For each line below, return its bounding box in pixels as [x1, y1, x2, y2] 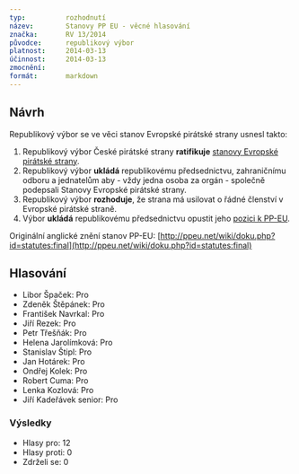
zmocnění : [9, 64, 47, 73]
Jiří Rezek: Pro [22, 318, 76, 329]
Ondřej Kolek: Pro [22, 365, 88, 377]
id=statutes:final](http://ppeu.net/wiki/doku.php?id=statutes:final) [9, 240, 252, 250]
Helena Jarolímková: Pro [22, 338, 113, 348]
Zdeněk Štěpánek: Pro [22, 299, 106, 310]
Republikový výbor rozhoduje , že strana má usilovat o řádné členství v [22, 194, 284, 205]
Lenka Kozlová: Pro [22, 385, 94, 396]
